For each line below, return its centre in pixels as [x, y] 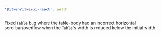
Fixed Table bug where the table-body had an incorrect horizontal [70, 23]
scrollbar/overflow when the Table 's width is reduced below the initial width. [81, 28]
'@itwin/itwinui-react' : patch [36, 9]
